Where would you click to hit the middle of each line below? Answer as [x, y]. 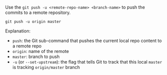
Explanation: [18, 31]
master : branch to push [36, 56]
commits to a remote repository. [38, 12]
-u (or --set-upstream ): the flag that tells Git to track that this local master [87, 62]
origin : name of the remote [41, 51]
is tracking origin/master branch [46, 67]
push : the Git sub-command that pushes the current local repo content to [87, 40]
